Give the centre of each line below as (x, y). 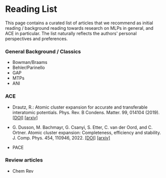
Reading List (31, 9)
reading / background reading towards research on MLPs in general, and (79, 28)
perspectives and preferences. (36, 39)
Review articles (24, 160)
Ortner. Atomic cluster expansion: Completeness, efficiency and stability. (86, 132)
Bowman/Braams (30, 62)
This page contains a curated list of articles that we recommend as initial (79, 23)
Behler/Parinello (29, 67)
